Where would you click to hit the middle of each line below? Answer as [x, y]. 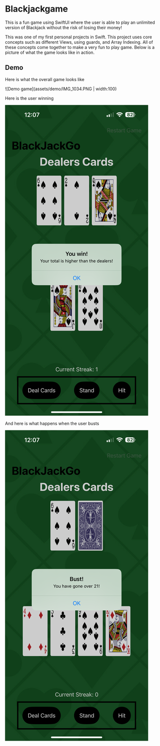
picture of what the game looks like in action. [50, 52]
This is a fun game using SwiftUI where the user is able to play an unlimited [80, 22]
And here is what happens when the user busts [52, 423]
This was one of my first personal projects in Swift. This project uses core [79, 37]
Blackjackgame [37, 9]
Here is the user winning [30, 98]
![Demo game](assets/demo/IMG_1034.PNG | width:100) [61, 89]
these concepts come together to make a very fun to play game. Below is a [80, 47]
